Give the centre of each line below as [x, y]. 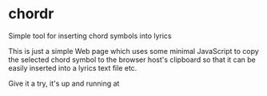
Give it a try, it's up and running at [64, 83]
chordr [31, 14]
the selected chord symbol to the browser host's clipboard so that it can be [132, 60]
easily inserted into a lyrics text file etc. [73, 67]
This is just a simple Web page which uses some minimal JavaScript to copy [134, 51]
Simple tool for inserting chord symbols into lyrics [90, 36]
